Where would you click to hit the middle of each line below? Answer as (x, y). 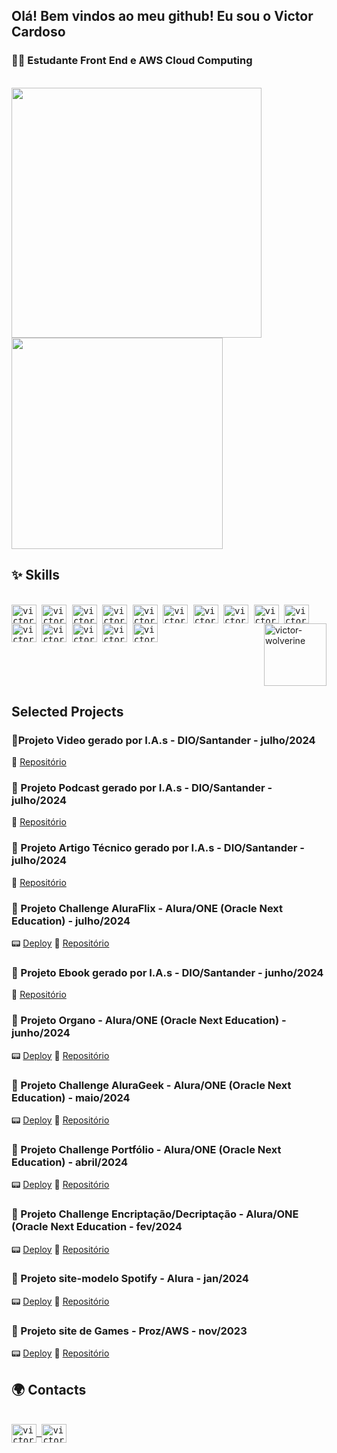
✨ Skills (36, 575)
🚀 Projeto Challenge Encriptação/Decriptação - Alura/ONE (155, 1214)
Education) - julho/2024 (71, 921)
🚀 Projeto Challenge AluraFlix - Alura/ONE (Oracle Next (147, 908)
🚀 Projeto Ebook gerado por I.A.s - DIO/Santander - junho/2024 (167, 972)
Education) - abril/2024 (70, 1162)
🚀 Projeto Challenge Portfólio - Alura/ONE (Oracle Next (146, 1149)
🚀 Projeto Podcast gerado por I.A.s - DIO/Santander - (142, 788)
